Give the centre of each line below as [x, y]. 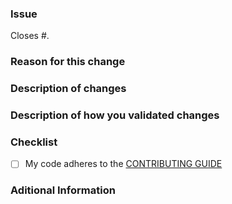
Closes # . [30, 36]
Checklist [34, 142]
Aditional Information [63, 190]
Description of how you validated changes [115, 115]
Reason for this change [68, 62]
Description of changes [68, 89]
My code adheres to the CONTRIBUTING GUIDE [123, 164]
